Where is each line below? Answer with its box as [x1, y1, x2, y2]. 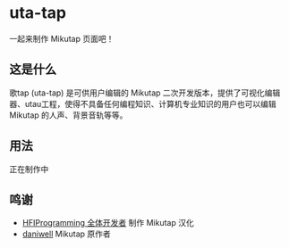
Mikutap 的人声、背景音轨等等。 [9, 110, 128, 120]
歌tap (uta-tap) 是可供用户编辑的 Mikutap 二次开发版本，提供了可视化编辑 [9, 87, 281, 98]
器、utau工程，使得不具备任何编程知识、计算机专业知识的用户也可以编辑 [9, 98, 277, 109]
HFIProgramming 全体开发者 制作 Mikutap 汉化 [21, 218, 194, 228]
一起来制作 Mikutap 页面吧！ [9, 33, 115, 44]
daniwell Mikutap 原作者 [21, 228, 112, 239]
